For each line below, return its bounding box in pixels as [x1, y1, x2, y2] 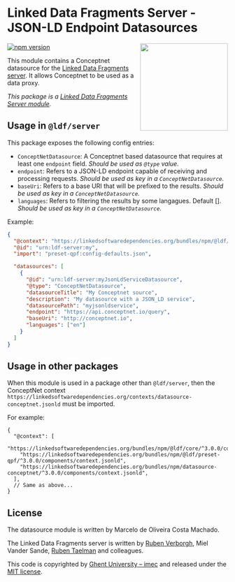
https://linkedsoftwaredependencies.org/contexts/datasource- [7, 393, 192, 401]
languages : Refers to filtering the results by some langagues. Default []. [17, 196, 222, 205]
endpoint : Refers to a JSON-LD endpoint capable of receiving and [17, 166, 208, 175]
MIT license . [7, 567, 43, 576]
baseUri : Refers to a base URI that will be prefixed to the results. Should [17, 182, 224, 190]
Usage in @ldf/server [7, 120, 100, 132]
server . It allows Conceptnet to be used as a [7, 71, 134, 80]
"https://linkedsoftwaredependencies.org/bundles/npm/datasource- [20, 463, 218, 471]
